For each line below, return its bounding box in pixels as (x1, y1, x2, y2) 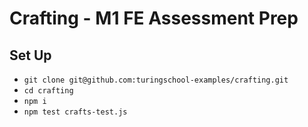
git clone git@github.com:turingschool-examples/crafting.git (23, 75, 289, 85)
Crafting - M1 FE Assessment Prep (9, 7, 299, 30)
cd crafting (23, 86, 74, 96)
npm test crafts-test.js (23, 107, 128, 117)
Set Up (9, 47, 52, 64)
